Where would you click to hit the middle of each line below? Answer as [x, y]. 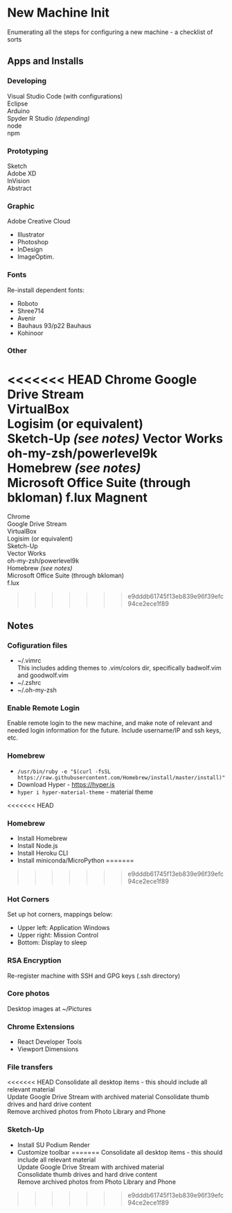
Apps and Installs [46, 61]
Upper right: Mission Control [58, 935]
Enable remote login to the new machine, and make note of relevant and [110, 723]
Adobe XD [22, 173]
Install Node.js [37, 845]
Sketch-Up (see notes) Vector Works [115, 438]
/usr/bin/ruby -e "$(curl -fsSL [64, 772]
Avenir [26, 318]
